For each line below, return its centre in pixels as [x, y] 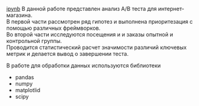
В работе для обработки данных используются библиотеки [84, 65]
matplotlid [28, 90]
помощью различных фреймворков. [54, 28]
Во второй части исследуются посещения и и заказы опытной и [90, 35]
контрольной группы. [34, 41]
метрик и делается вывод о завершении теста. [68, 54]
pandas [25, 77]
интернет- [171, 9]
